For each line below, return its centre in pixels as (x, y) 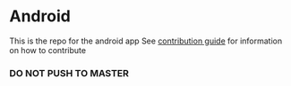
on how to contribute (48, 50)
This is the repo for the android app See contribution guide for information (146, 41)
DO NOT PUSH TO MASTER (69, 73)
